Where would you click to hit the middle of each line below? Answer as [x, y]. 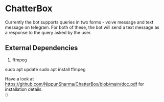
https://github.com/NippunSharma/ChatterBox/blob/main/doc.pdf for [75, 84]
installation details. [24, 89]
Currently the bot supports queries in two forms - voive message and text [79, 22]
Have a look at [20, 78]
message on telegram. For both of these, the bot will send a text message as [82, 27]
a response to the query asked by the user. [48, 32]
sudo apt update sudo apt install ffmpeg [45, 69]
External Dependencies [42, 48]
